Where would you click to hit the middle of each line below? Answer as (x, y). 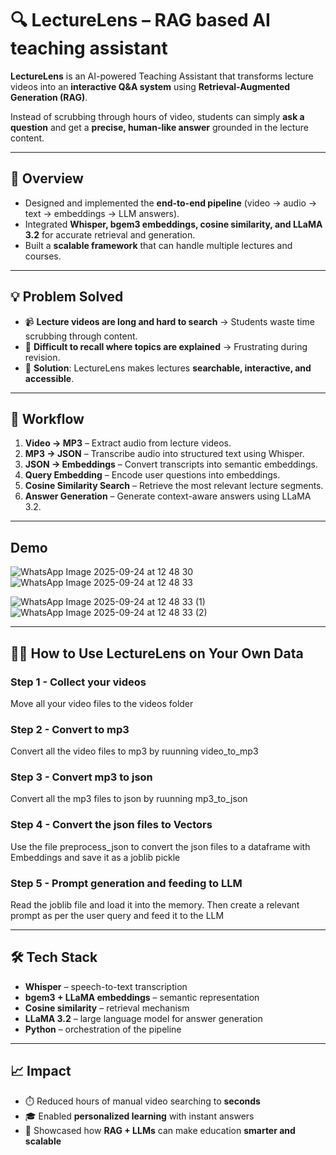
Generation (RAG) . (49, 97)
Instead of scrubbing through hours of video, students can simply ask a (157, 116)
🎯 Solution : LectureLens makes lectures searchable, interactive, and (168, 368)
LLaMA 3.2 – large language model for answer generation (143, 1018)
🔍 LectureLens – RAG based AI (140, 20)
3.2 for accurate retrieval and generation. (110, 234)
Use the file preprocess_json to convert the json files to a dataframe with (160, 846)
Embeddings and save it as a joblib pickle (95, 857)
